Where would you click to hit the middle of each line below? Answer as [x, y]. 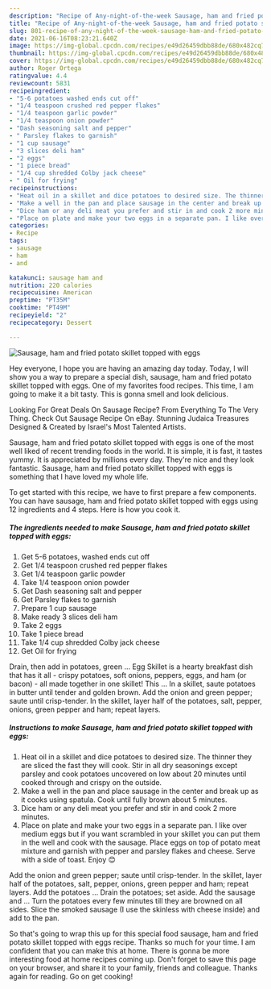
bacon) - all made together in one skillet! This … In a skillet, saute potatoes [132, 684]
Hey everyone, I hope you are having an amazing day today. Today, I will [129, 368]
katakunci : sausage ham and [56, 278]
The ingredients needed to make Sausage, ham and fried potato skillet [129, 528]
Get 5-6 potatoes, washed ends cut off [85, 556]
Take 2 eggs [41, 625]
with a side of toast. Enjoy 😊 [68, 859]
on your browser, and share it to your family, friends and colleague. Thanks [133, 967]
